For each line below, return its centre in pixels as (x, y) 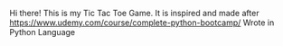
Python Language (42, 32)
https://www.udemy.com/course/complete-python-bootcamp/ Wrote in (142, 23)
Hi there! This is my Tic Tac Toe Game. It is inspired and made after (134, 13)
